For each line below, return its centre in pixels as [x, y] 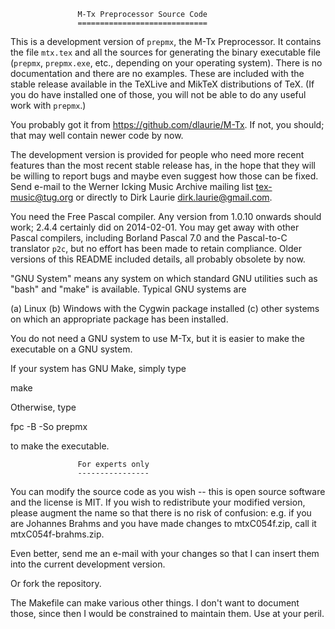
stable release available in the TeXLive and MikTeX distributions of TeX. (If [162, 84]
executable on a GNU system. [71, 349]
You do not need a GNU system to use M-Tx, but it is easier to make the [157, 338]
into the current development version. [88, 564]
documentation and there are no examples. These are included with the [157, 73]
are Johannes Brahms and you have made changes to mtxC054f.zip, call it [163, 523]
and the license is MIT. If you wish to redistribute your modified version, [158, 502]
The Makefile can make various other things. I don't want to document [155, 603]
